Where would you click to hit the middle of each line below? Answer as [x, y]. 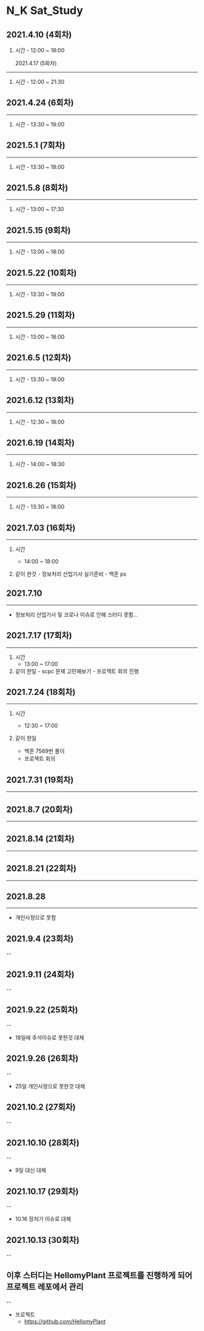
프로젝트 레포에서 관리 [45, 1287]
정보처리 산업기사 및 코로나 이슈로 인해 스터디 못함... [76, 614]
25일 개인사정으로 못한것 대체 [50, 1086]
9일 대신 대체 [31, 1170]
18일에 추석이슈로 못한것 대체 [49, 1037]
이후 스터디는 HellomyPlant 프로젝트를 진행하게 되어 [99, 1275]
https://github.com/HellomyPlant [65, 1321]
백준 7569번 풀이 [44, 751]
